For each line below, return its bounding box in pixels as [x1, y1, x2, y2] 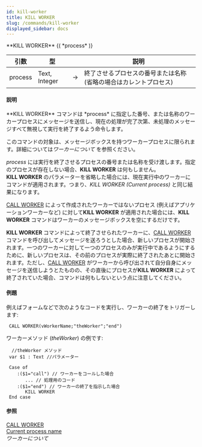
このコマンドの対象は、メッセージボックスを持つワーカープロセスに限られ [6, 138, 191, 145]
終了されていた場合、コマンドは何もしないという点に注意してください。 [6, 274, 185, 281]
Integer [38, 77, 58, 85]
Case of [8, 364, 28, 370]
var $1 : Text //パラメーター [8, 354, 79, 360]
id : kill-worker [6, 8, 47, 15]
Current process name [6, 427, 62, 434]
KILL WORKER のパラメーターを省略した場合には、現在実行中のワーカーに [6, 174, 191, 181]
